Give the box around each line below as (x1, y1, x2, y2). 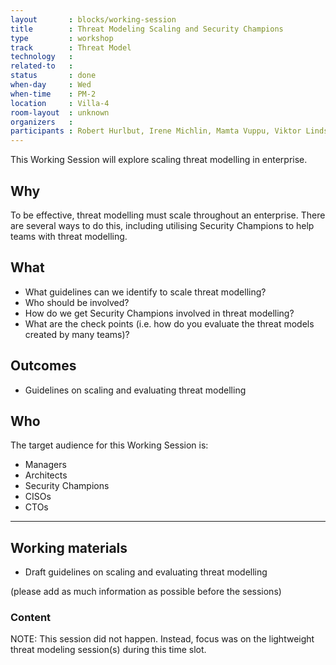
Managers (24, 459, 67, 471)
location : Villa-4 (10, 98, 110, 108)
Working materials (10, 539, 128, 556)
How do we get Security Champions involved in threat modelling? (24, 307, 295, 319)
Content (10, 611, 52, 625)
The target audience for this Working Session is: (10, 439, 209, 451)
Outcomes (10, 357, 77, 375)
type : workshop (10, 33, 114, 43)
